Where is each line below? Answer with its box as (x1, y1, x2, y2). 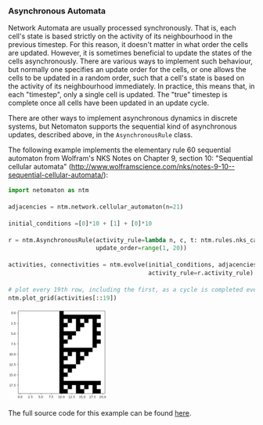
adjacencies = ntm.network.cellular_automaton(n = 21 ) (8, 203, 184, 211)
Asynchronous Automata (8, 5, 106, 16)
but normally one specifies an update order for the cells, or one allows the (8, 65, 247, 74)
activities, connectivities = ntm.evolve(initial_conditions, (8, 261, 215, 269)
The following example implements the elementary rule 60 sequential (8, 145, 231, 154)
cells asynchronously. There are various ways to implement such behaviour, (8, 56, 253, 66)
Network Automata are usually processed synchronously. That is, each (8, 24, 236, 33)
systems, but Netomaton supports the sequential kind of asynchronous (8, 122, 237, 131)
